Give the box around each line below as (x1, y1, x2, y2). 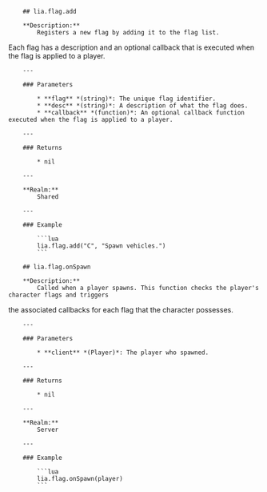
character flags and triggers (8, 291, 110, 299)
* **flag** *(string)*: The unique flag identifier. (37, 95, 217, 103)
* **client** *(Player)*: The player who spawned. (37, 349, 209, 357)
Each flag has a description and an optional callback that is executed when (8, 42, 255, 52)
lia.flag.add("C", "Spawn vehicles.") (37, 242, 166, 250)
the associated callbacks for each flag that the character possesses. (8, 305, 233, 314)
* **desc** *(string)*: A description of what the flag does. (37, 102, 249, 110)
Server (37, 425, 59, 434)
